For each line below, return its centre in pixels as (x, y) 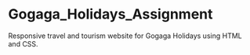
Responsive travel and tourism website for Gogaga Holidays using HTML (125, 36)
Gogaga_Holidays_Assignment (111, 14)
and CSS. (23, 43)
